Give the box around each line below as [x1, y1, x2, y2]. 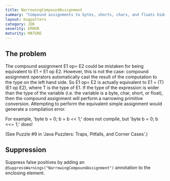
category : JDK [5, 21, 35, 27]
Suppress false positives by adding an [5, 159, 85, 165]
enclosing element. [5, 170, 45, 176]
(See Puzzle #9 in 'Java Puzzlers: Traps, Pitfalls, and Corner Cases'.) [5, 131, 148, 137]
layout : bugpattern [5, 17, 47, 22]
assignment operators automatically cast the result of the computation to [5, 74, 157, 80]
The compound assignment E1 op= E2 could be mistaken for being [5, 63, 144, 69]
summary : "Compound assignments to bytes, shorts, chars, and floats [5, 12, 155, 17]
